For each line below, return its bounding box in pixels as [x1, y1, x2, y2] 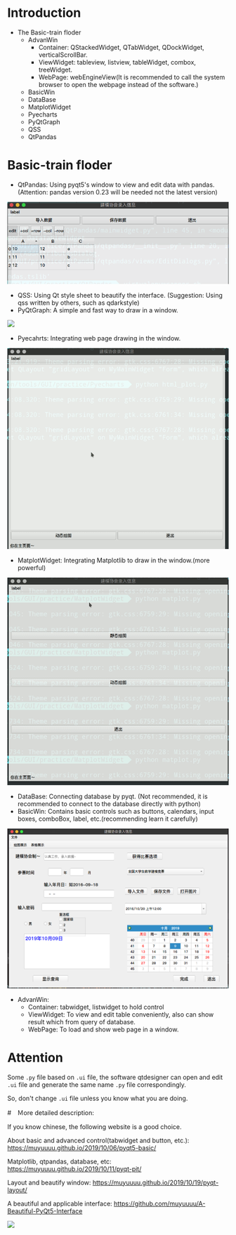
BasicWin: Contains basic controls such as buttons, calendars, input [17, 807, 214, 815]
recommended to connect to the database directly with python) [17, 799, 202, 808]
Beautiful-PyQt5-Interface [7, 1206, 83, 1215]
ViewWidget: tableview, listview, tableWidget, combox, [38, 58, 197, 66]
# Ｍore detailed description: [7, 1108, 95, 1117]
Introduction [7, 5, 81, 21]
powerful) [17, 563, 46, 572]
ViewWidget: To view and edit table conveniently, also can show [27, 1010, 214, 1019]
